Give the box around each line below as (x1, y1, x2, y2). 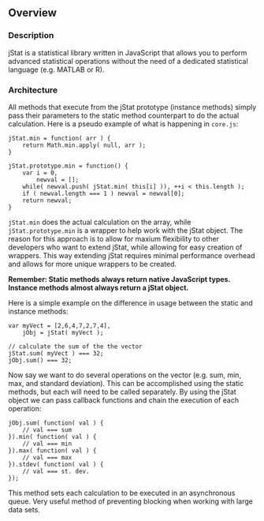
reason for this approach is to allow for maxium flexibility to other (8, 234, 219, 243)
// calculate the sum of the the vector (8, 343, 143, 350)
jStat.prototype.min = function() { (8, 162, 128, 170)
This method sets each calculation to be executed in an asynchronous (8, 488, 236, 497)
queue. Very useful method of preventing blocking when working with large (8, 497, 254, 506)
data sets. (8, 504, 41, 514)
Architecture (8, 84, 58, 96)
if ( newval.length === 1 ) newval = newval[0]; (22, 189, 185, 197)
